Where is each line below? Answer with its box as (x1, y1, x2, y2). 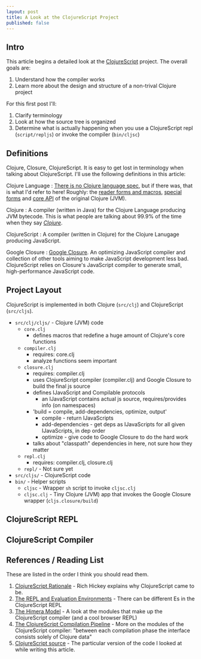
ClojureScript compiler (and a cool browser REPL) (14, 614, 138, 621)
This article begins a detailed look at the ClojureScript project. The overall (6, 58, 187, 65)
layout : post (6, 8, 39, 15)
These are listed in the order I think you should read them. (6, 571, 149, 578)
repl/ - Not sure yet (23, 465, 74, 472)
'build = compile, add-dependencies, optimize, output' (32, 408, 167, 415)
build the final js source (32, 382, 91, 390)
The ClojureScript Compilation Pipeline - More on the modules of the (14, 621, 184, 628)
